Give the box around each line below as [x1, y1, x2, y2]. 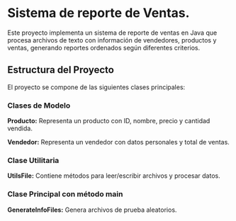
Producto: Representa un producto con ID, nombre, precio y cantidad [7, 117, 210, 125]
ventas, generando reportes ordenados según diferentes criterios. [7, 43, 201, 52]
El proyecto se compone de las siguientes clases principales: [7, 83, 186, 91]
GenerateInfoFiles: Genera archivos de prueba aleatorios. [7, 205, 177, 214]
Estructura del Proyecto [7, 64, 115, 76]
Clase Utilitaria [7, 155, 60, 165]
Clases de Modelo [7, 101, 71, 110]
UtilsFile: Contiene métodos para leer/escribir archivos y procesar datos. [7, 171, 221, 180]
